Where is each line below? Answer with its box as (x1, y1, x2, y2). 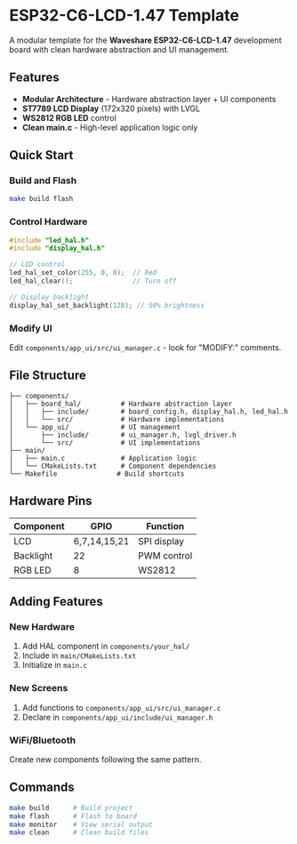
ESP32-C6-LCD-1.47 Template (9, 5, 240, 26)
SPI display (137, 535, 185, 547)
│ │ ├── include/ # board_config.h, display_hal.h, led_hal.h (9, 406, 289, 416)
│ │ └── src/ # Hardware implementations (9, 414, 225, 423)
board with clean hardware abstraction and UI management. (9, 44, 229, 54)
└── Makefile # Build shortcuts (9, 469, 185, 478)
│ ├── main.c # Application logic (9, 454, 197, 462)
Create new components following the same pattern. (9, 753, 202, 765)
